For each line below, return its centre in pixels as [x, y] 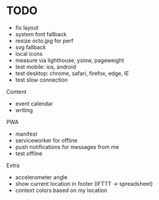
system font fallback [41, 34]
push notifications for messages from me [67, 147]
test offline [29, 153]
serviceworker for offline [46, 140]
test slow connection [42, 80]
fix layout [27, 28]
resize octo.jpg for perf [44, 40]
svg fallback [31, 47]
